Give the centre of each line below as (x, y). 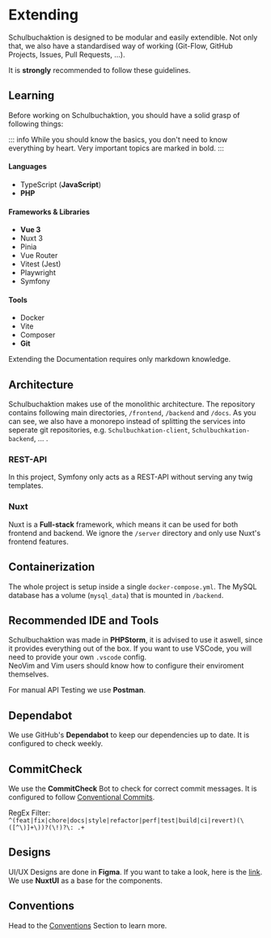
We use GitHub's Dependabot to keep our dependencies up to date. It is (129, 735)
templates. (26, 486)
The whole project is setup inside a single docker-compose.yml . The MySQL (133, 586)
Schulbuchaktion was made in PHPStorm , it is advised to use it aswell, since (135, 640)
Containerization (52, 567)
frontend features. (38, 541)
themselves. (29, 674)
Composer (38, 335)
